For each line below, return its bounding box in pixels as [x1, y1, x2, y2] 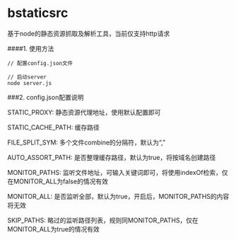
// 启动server [7, 73, 47, 81]
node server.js [7, 79, 52, 86]
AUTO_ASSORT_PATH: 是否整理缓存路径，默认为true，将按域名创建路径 [7, 153, 216, 161]
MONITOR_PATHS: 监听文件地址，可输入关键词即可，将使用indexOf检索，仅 [7, 168, 228, 176]
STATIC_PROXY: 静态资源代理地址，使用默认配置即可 [7, 108, 161, 116]
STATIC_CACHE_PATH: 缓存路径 [7, 122, 100, 132]
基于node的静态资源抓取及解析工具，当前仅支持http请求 [7, 29, 170, 38]
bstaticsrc [7, 5, 69, 21]
